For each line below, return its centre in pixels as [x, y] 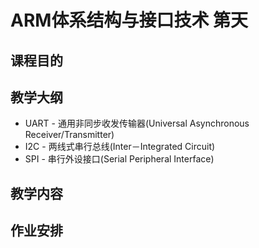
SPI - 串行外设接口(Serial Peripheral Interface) [119, 159]
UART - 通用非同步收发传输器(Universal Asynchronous [137, 123]
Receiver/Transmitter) [69, 135]
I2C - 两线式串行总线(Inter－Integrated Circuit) [120, 147]
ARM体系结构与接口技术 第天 [129, 20]
